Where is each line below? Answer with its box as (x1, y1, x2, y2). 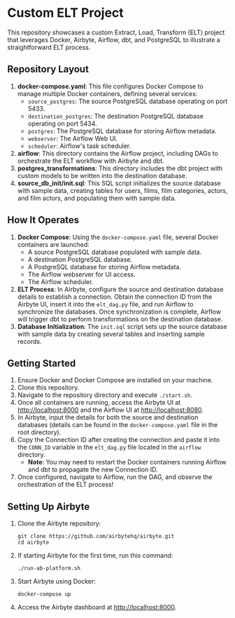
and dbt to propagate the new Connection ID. (27, 465, 158, 474)
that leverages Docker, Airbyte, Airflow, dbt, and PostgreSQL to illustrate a (7, 35, 220, 43)
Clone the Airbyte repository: (17, 519, 101, 528)
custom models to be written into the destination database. (17, 171, 187, 180)
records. (17, 337, 42, 345)
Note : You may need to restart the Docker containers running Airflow (27, 458, 227, 466)
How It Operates (7, 214, 80, 226)
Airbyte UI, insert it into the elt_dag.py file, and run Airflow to (17, 300, 194, 308)
